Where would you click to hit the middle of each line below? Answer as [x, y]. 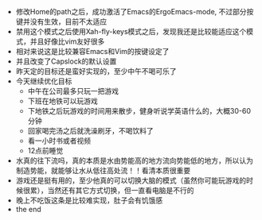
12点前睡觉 [45, 151]
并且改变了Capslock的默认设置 [66, 61]
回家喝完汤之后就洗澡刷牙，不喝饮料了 [90, 131]
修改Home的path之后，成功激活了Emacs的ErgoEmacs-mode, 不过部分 [131, 12]
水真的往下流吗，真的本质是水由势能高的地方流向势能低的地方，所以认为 [134, 160]
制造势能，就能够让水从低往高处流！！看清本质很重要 [103, 170]
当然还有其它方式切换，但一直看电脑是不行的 [121, 190]
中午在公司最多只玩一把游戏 [73, 91]
